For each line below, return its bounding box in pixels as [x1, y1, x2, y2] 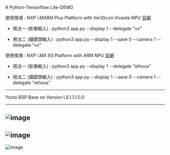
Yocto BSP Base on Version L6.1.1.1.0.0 [5, 94, 84, 100]
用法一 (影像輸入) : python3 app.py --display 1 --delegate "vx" [12, 25, 142, 31]
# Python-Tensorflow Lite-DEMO [5, 5, 73, 10]
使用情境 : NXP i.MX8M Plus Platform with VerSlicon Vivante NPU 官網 [5, 15, 151, 21]
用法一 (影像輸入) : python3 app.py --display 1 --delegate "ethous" [12, 63, 151, 69]
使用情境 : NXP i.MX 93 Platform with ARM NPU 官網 [5, 53, 114, 58]
